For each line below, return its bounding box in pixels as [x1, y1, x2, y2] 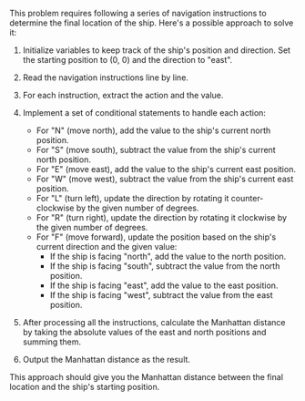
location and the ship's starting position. [9, 382, 160, 392]
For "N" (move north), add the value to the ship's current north [36, 125, 271, 136]
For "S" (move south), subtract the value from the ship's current [36, 145, 276, 155]
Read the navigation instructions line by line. [22, 72, 189, 83]
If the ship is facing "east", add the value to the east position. [49, 280, 279, 291]
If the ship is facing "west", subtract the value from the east [49, 290, 273, 300]
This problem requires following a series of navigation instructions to [9, 8, 267, 18]
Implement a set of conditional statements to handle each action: [22, 108, 267, 118]
